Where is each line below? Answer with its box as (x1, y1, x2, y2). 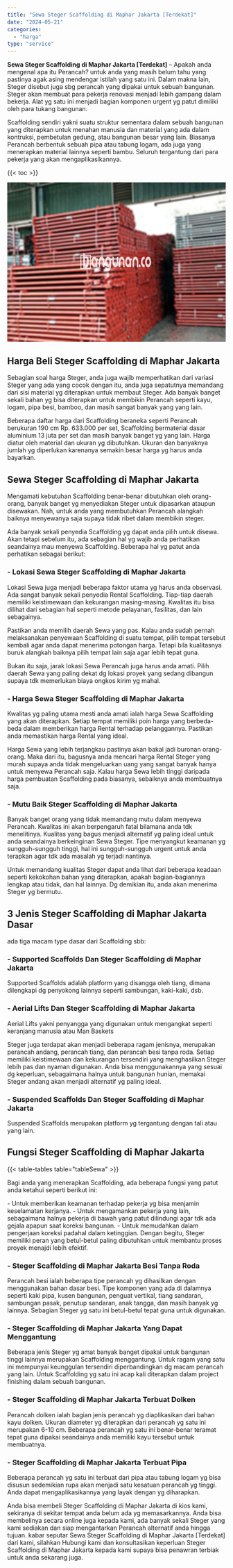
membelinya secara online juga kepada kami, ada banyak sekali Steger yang (7, 1516, 225, 1524)
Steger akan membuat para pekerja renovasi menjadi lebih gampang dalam (7, 90, 222, 99)
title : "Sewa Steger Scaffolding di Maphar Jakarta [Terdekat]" (7, 11, 197, 18)
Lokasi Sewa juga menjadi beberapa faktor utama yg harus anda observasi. (7, 583, 223, 591)
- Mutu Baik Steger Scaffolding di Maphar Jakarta (7, 799, 178, 809)
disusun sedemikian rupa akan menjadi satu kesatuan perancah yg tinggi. (7, 1480, 217, 1489)
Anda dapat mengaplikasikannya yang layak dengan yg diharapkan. (7, 1487, 200, 1496)
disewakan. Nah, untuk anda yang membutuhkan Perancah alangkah (7, 507, 203, 515)
